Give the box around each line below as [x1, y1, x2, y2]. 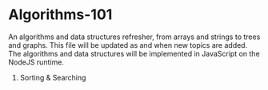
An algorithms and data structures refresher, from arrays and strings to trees [8, 32, 261, 41]
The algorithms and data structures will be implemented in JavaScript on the [8, 49, 260, 58]
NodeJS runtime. [8, 57, 64, 67]
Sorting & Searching [19, 72, 86, 82]
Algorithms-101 [8, 6, 113, 24]
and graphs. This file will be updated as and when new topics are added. [8, 40, 248, 49]
